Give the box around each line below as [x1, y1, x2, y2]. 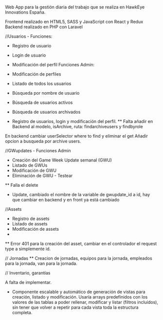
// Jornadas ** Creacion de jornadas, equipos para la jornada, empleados [5, 256, 152, 261]
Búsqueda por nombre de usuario [12, 90, 80, 96]
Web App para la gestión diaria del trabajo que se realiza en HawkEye [5, 4, 145, 10]
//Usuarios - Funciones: [5, 34, 53, 39]
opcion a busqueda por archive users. [5, 139, 81, 144]
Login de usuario [12, 52, 46, 58]
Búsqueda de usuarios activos [12, 100, 73, 105]
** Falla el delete [5, 182, 38, 188]
